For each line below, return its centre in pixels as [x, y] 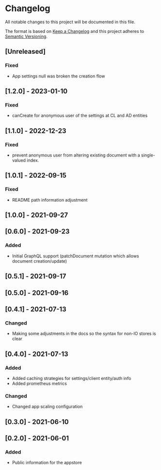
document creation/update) [39, 261]
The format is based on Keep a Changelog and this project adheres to [75, 31]
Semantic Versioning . [26, 36]
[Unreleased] [25, 52]
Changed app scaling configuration [47, 407]
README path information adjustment [50, 200]
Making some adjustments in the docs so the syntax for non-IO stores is [84, 334]
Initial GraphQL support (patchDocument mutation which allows [75, 256]
